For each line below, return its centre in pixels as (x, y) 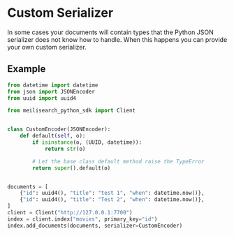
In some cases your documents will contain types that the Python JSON (111, 32)
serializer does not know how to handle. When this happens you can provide (117, 39)
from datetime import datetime (53, 85)
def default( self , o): (53, 136)
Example (27, 69)
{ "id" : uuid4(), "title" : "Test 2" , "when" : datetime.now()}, (112, 200)
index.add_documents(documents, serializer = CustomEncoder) (95, 226)
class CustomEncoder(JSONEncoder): (59, 130)
